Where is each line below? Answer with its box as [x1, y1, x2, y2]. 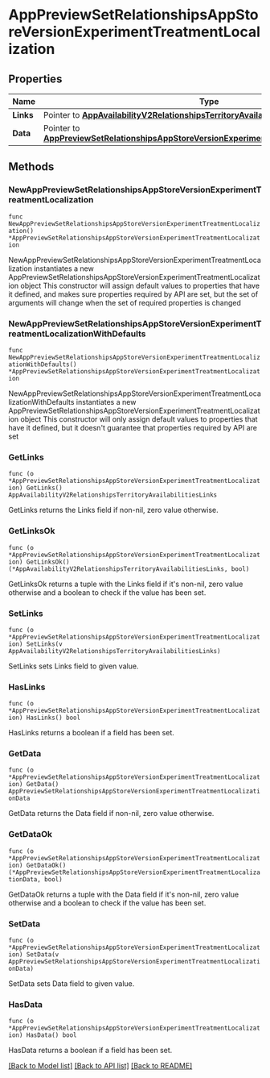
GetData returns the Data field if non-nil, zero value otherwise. [8, 809, 215, 818]
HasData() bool [26, 1031, 78, 1039]
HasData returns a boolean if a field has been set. [8, 1046, 173, 1055]
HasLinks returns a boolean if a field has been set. [8, 728, 174, 738]
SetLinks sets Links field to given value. [8, 661, 139, 671]
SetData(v [26, 951, 59, 959]
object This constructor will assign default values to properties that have [19, 281, 260, 290]
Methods [8, 160, 55, 174]
